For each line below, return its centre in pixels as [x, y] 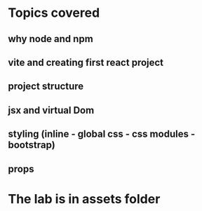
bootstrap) [32, 145]
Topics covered [54, 13]
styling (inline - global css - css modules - [102, 134]
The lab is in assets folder [84, 199]
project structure [46, 87]
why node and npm [50, 39]
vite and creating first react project [86, 62]
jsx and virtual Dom [51, 110]
